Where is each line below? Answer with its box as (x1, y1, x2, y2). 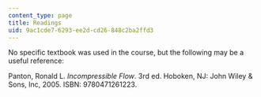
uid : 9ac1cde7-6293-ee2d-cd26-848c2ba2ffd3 (8, 26, 154, 34)
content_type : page (8, 11, 73, 20)
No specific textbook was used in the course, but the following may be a (8, 48, 244, 58)
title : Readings (8, 19, 62, 27)
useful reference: (8, 56, 65, 65)
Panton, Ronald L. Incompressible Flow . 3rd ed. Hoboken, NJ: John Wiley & (8, 72, 253, 81)
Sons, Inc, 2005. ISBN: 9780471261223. (8, 80, 138, 89)
